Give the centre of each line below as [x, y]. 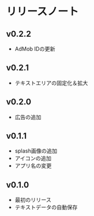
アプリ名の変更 [33, 166]
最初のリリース [33, 200]
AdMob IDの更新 [35, 49]
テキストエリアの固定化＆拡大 [51, 82]
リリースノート [43, 12]
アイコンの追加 [33, 158]
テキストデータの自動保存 [46, 207]
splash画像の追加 [36, 151]
